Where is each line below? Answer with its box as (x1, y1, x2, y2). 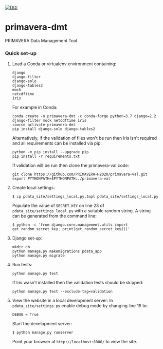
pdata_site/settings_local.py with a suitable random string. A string (12, 208, 151, 214)
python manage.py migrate (12, 253, 65, 258)
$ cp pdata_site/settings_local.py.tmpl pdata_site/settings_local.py (12, 194, 159, 199)
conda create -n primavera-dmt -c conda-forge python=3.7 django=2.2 (12, 114, 157, 119)
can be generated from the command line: (12, 213, 97, 219)
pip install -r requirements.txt (12, 154, 80, 159)
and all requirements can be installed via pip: (12, 140, 102, 146)
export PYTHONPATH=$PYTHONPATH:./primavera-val (12, 176, 110, 181)
